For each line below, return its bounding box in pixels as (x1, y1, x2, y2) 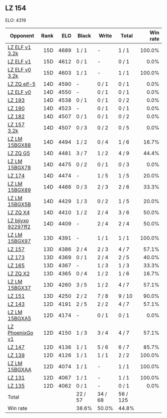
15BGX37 (7, 284, 31, 291)
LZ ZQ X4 (7, 209, 30, 216)
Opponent (9, 32, 34, 39)
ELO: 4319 (5, 17, 26, 23)
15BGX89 (7, 187, 31, 194)
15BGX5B (7, 201, 31, 208)
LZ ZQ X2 (7, 270, 30, 277)
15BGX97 (7, 237, 31, 244)
